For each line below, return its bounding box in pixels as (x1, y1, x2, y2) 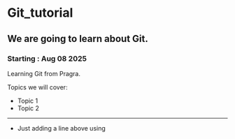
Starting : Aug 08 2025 (7, 54, 87, 64)
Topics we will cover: (7, 82, 68, 92)
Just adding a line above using (17, 124, 106, 132)
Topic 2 (17, 103, 40, 112)
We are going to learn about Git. (7, 33, 148, 45)
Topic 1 (17, 96, 38, 105)
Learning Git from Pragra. (7, 69, 81, 78)
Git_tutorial (7, 5, 73, 21)
